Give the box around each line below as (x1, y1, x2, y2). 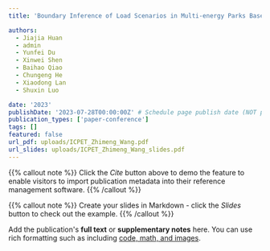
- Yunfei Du (15, 49, 56, 57)
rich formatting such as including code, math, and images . (8, 232, 201, 242)
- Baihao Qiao (15, 64, 63, 72)
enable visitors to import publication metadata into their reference (8, 176, 226, 186)
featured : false (8, 130, 63, 139)
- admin (15, 41, 42, 49)
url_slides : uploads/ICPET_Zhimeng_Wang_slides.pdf (8, 146, 185, 154)
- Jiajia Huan (15, 34, 63, 42)
